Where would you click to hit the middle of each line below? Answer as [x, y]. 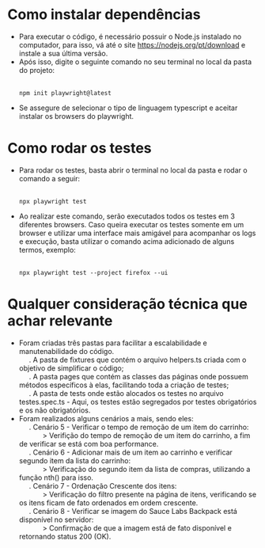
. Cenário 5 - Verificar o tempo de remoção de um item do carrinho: [139, 427]
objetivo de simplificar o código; [71, 368]
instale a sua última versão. [63, 53]
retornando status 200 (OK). [65, 536]
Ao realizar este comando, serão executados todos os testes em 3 [127, 216]
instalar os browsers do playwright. [76, 116]
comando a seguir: [49, 178]
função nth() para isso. [56, 478]
